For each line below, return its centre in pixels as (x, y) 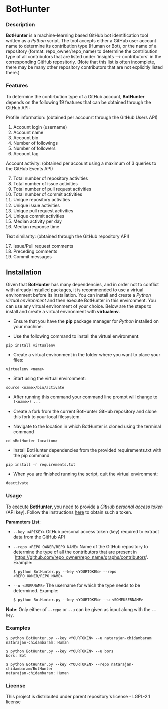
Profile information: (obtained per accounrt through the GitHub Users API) (82, 117)
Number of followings (35, 143)
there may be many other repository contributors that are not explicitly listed (85, 67)
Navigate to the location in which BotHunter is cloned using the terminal (87, 426)
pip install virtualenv (31, 345)
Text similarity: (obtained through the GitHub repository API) (68, 236)
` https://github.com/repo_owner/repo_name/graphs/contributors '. (80, 557)
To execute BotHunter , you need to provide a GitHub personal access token (85, 507)
